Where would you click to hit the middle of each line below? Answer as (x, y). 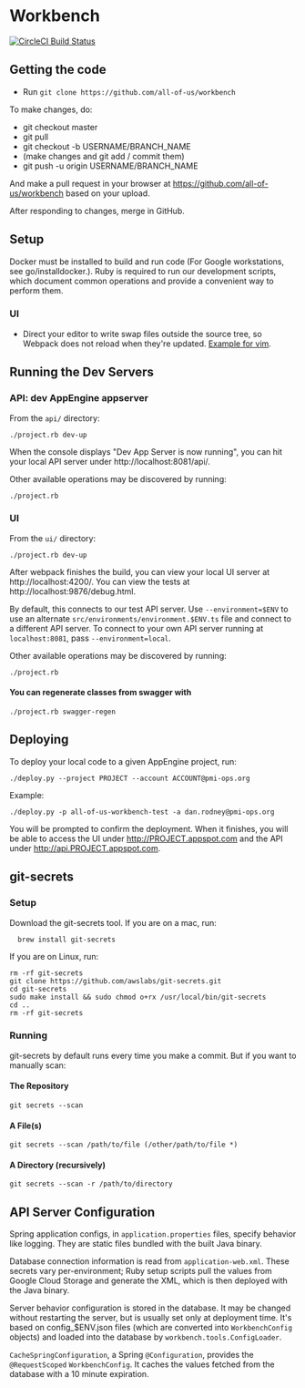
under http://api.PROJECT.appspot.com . (85, 848)
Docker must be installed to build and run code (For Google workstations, (147, 262)
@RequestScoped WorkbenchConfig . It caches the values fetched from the (142, 1364)
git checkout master (60, 127)
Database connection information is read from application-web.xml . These (149, 1261)
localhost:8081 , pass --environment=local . (90, 638)
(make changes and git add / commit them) (103, 156)
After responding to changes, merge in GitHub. (97, 211)
